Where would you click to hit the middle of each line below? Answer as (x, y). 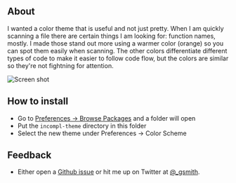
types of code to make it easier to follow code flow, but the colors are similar (118, 58)
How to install (38, 101)
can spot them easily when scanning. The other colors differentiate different (117, 50)
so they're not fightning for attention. (60, 65)
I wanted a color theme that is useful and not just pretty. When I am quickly (116, 28)
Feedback (29, 155)
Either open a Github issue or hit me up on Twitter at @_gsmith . (109, 172)
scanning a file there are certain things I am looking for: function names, (111, 36)
